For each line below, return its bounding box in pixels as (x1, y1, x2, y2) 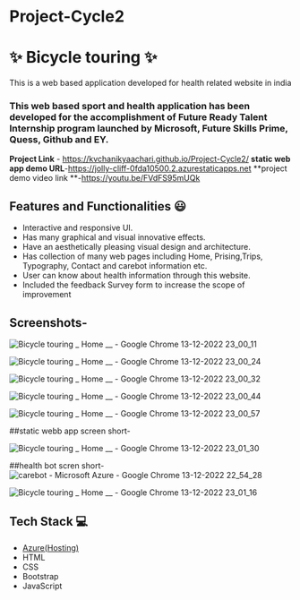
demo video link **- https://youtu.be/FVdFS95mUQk (9, 173, 201, 184)
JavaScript (21, 580, 63, 591)
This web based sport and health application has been (9, 100, 251, 113)
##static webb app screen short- (9, 425, 132, 436)
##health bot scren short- (9, 460, 105, 471)
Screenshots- (9, 315, 88, 330)
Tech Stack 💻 (9, 514, 89, 529)
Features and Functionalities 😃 (9, 199, 186, 214)
